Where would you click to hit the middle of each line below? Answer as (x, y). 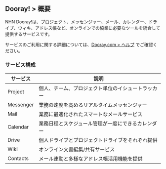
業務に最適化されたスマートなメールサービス (91, 114)
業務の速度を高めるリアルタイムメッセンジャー (93, 105)
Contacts (18, 159)
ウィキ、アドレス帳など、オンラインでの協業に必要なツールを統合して (89, 28)
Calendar (18, 127)
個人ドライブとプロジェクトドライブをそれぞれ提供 (98, 140)
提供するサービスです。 (29, 34)
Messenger (21, 105)
